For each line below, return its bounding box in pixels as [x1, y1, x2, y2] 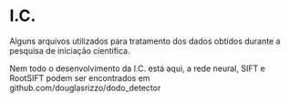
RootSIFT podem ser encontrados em [9, 72, 150, 83]
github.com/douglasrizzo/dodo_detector [9, 82, 161, 93]
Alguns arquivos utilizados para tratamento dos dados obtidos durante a [9, 36, 281, 46]
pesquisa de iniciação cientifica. [9, 45, 130, 56]
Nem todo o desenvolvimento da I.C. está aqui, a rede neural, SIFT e [9, 63, 266, 74]
